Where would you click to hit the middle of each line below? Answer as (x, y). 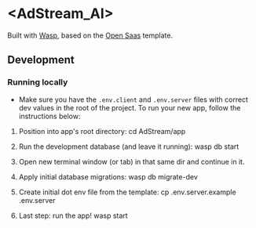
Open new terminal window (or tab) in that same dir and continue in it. (132, 161)
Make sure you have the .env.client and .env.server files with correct (133, 100)
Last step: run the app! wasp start (73, 215)
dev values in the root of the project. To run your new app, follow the (130, 107)
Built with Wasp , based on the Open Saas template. (90, 35)
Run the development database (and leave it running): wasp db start (129, 147)
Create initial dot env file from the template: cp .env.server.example (127, 192)
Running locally (38, 82)
